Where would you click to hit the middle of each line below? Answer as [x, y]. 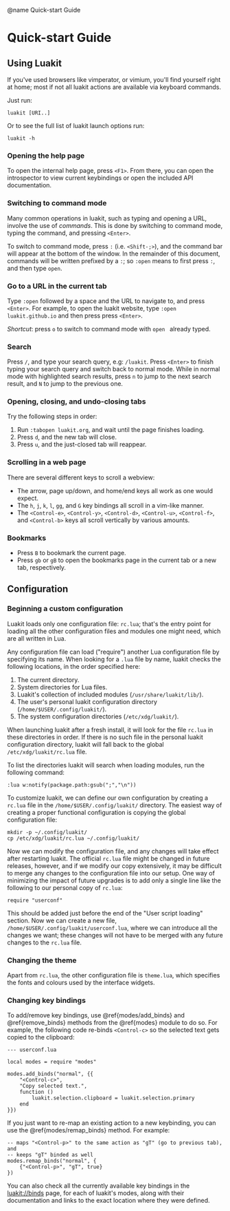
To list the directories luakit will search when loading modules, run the [106, 765]
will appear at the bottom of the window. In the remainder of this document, [114, 253]
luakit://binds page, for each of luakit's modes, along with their [96, 1193]
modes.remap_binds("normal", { [52, 1161]
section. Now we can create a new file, [62, 920]
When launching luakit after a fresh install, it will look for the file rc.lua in [110, 729]
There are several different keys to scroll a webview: [81, 477]
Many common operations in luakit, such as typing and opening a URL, [107, 218]
